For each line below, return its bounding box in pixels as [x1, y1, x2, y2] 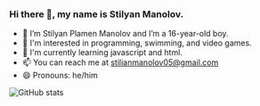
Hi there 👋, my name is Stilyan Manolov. [9, 8, 184, 20]
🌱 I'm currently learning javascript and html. [21, 47, 183, 58]
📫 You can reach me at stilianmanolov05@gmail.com [21, 57, 219, 68]
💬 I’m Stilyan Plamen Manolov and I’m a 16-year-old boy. [21, 29, 229, 39]
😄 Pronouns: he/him [21, 70, 98, 81]
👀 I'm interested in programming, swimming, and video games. [21, 37, 252, 48]
